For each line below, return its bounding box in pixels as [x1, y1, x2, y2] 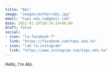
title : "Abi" [5, 7, 32, 12]
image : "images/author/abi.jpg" [5, 12, 71, 17]
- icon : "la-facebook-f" [5, 35, 56, 39]
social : [5, 30, 21, 35]
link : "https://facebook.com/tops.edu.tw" [9, 39, 97, 44]
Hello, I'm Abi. [5, 61, 33, 67]
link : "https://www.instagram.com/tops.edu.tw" [9, 48, 108, 53]
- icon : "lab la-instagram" [5, 43, 62, 48]
